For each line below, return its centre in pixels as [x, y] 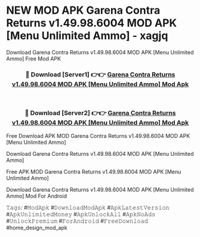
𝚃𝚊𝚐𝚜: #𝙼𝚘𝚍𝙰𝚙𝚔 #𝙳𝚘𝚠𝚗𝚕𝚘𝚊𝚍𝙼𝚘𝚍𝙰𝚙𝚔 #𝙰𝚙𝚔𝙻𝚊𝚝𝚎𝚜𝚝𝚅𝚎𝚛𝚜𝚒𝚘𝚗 [88, 207]
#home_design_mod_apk [37, 227]
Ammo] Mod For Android [37, 196]
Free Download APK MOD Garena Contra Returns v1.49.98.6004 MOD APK [98, 136]
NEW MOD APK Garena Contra [83, 10]
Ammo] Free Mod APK [34, 59]
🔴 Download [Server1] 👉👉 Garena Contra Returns [100, 74]
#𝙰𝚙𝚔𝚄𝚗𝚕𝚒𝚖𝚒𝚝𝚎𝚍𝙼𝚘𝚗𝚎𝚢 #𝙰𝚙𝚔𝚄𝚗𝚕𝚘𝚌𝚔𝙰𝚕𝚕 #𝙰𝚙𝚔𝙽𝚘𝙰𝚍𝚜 [81, 214]
